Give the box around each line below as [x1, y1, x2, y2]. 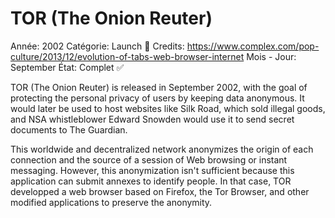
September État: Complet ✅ [10, 61, 125, 73]
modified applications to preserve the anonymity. [10, 196, 213, 208]
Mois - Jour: [246, 50, 297, 62]
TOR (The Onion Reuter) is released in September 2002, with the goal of [10, 81, 308, 93]
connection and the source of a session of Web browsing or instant [10, 153, 288, 166]
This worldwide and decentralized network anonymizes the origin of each [10, 143, 314, 155]
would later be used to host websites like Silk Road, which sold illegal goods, [10, 102, 326, 114]
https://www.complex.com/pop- [186, 40, 320, 52]
